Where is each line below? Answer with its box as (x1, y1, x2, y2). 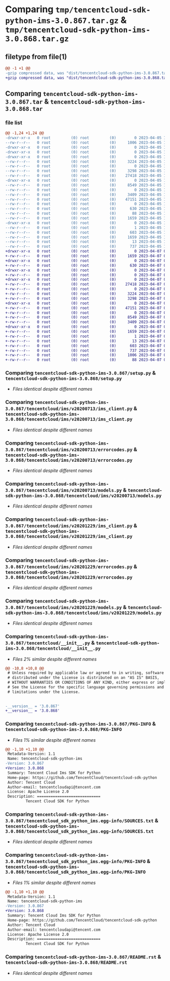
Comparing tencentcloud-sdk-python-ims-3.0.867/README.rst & (5, 954, 161, 961)
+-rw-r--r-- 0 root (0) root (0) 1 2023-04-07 (5, 334, 162, 339)
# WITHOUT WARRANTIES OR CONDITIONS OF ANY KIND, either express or (7, 680, 155, 685)
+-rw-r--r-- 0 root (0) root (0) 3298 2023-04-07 (5, 296, 162, 301)
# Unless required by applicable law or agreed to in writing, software (7, 671, 164, 676)
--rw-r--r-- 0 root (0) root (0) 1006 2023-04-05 (5, 140, 162, 145)
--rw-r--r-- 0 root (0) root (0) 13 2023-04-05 (5, 239, 162, 244)
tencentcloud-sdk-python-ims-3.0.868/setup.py (5, 376, 122, 382)
